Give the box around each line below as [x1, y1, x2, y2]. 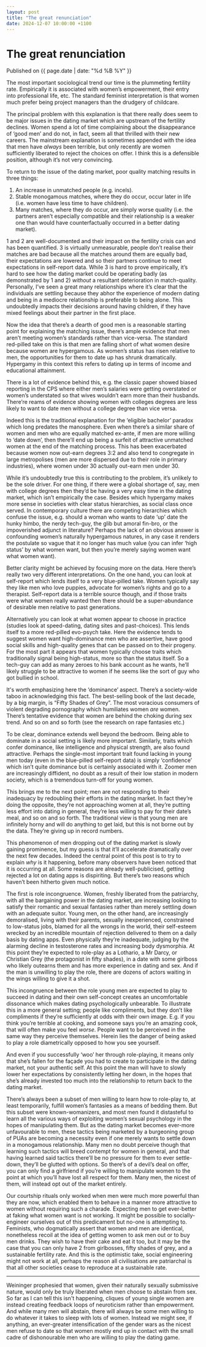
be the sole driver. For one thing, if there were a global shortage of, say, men [6, 481, 200, 488]
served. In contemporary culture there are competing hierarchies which [6, 507, 187, 514]
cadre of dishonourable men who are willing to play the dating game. [6, 1333, 180, 1341]
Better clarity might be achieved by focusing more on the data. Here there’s [6, 564, 196, 572]
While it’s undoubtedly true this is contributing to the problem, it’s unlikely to [6, 474, 198, 482]
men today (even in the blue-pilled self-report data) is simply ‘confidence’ [6, 756, 192, 764]
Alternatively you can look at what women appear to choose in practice [6, 615, 186, 623]
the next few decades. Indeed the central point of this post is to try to [6, 852, 181, 860]
